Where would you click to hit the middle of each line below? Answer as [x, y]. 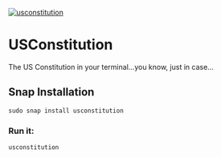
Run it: [21, 131]
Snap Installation [51, 92]
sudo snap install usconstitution [66, 111]
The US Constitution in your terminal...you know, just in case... [111, 67]
